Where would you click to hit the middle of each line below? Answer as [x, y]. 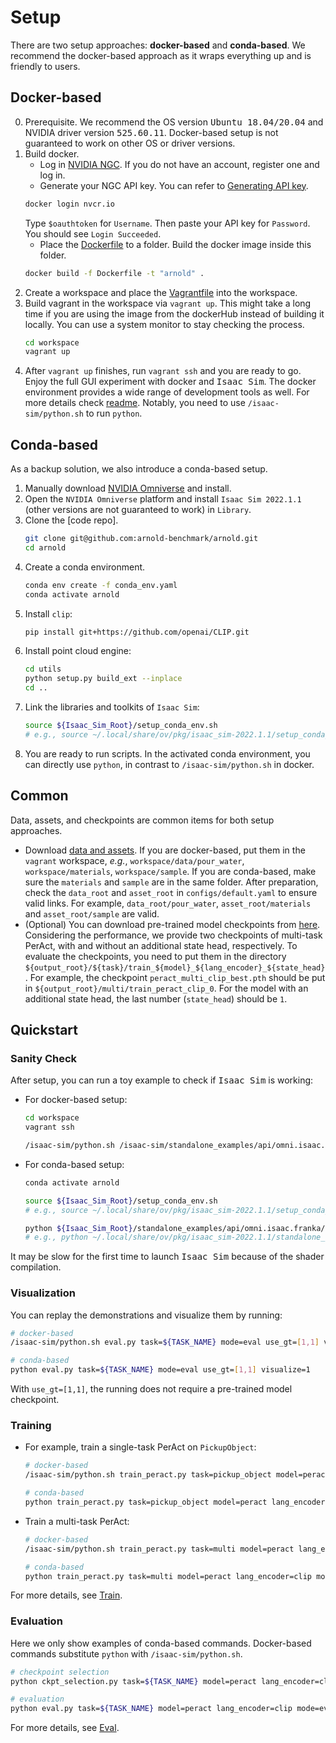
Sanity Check [44, 1058]
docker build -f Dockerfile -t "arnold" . [114, 273]
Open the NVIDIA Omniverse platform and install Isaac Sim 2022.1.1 [163, 499]
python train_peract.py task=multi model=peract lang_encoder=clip [168, 1576]
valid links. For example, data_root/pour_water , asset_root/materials [168, 903]
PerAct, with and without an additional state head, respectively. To [161, 945]
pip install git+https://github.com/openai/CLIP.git [137, 632]
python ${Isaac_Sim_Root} [78, 1228]
